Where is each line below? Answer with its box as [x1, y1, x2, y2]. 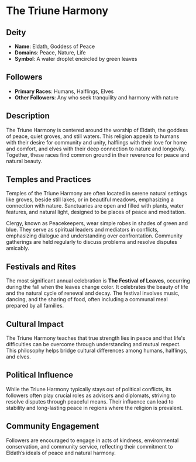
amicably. [6, 244, 29, 252]
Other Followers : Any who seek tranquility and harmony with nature [14, 94, 179, 101]
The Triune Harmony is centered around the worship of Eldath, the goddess [6, 126, 188, 133]
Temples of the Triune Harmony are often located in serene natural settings [6, 190, 187, 197]
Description [6, 111, 50, 121]
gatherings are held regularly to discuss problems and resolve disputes [6, 239, 177, 246]
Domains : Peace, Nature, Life [14, 49, 86, 56]
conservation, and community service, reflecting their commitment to [6, 443, 173, 450]
